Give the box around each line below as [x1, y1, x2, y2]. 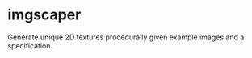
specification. [7, 40, 53, 50]
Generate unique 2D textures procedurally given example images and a [7, 32, 245, 42]
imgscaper [7, 6, 82, 24]
